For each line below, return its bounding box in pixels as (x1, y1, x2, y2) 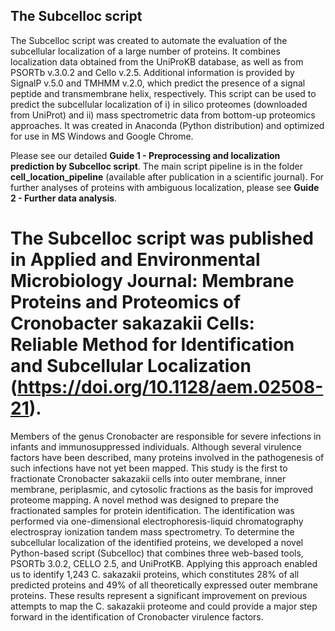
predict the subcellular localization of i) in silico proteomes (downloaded (10, 98, 308, 110)
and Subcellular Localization (10, 355, 252, 377)
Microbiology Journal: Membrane (10, 270, 295, 292)
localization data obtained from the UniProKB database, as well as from (10, 55, 304, 68)
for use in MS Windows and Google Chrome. (10, 130, 194, 142)
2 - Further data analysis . (10, 192, 118, 204)
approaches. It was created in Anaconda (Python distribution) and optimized (10, 119, 325, 131)
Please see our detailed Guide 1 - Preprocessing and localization (10, 149, 281, 161)
